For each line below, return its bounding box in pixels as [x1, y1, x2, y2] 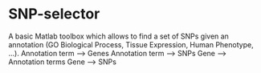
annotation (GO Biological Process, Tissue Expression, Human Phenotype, [8, 39, 255, 49]
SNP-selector [8, 5, 100, 23]
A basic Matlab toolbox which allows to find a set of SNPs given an [8, 31, 229, 41]
